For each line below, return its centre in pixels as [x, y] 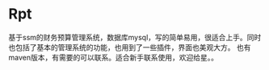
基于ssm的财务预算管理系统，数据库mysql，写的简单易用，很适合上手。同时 [135, 37]
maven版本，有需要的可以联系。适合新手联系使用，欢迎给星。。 [113, 57]
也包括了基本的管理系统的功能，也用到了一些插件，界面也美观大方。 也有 [130, 47]
